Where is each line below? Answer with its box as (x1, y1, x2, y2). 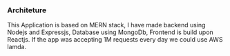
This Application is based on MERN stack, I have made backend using (7, 21, 206, 29)
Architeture (7, 5, 47, 15)
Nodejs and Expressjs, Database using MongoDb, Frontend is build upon (7, 28, 214, 36)
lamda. (7, 43, 26, 51)
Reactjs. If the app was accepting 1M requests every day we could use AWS (7, 36, 223, 44)
